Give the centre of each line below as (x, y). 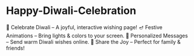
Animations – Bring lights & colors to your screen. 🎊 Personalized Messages (97, 36)
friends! (15, 48)
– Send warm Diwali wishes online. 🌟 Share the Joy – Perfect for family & (93, 41)
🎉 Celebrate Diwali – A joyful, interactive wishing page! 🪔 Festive (84, 27)
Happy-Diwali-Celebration (71, 11)
